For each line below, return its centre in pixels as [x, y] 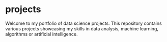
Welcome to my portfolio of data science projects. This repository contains [83, 23]
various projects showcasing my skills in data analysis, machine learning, [82, 28]
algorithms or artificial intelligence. [41, 34]
